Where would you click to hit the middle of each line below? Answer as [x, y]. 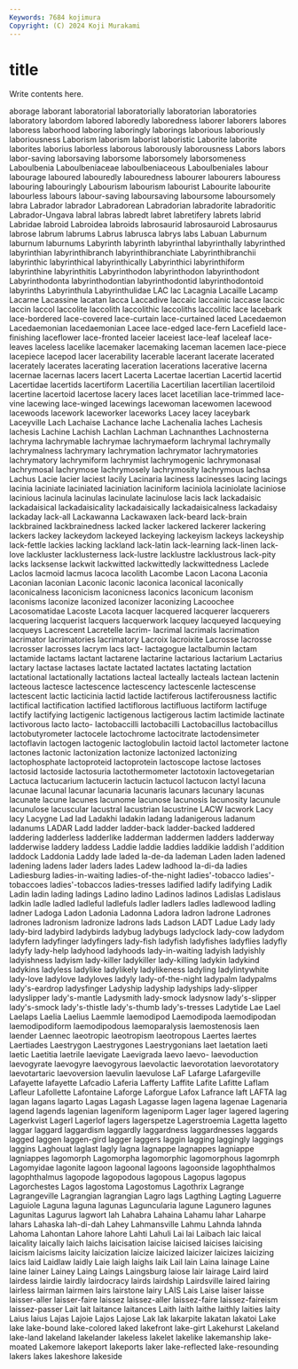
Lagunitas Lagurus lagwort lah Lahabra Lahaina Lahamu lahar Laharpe [137, 1215]
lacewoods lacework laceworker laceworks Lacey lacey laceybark [130, 413]
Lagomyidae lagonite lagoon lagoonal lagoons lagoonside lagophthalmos [142, 1167]
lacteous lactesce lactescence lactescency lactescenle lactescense [133, 687]
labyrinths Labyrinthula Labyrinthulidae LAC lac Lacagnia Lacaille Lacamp [144, 290]
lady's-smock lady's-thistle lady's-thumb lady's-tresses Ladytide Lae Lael [145, 1008]
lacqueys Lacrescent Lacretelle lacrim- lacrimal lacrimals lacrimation [134, 630]
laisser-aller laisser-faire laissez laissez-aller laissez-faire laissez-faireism [144, 1300]
